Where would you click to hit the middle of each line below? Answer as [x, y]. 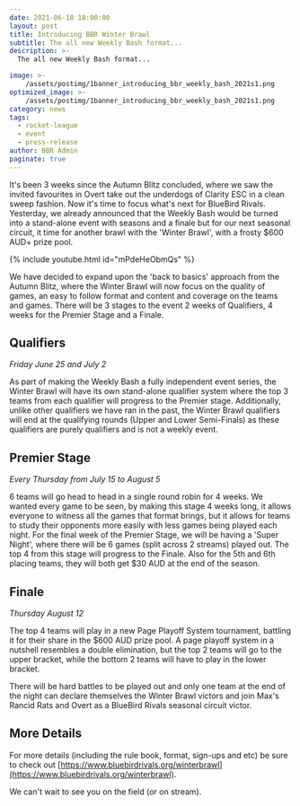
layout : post [34, 26]
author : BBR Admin [44, 151]
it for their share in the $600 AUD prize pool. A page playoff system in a [142, 640]
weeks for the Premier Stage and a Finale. [87, 314]
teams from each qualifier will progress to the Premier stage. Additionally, [145, 401]
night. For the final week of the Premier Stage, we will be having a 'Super [144, 535]
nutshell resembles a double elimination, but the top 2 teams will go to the [146, 650]
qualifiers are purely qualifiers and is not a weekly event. [114, 429]
